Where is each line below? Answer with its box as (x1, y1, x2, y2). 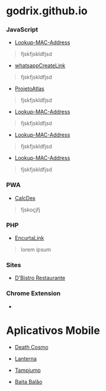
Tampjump (14, 367, 41, 374)
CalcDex (14, 194, 36, 201)
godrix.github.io (6, 4, 88, 18)
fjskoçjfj (20, 206, 40, 213)
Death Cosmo (14, 343, 49, 350)
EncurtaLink (14, 234, 44, 242)
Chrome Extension (6, 289, 61, 297)
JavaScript (6, 26, 38, 34)
